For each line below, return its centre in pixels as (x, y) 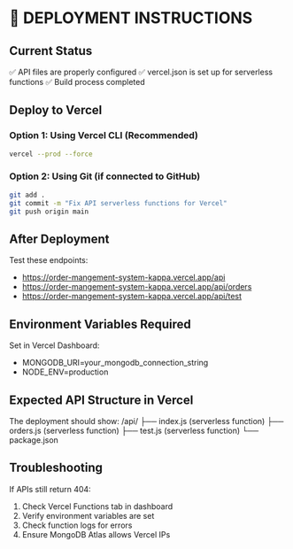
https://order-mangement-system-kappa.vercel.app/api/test (131, 297)
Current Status (51, 51)
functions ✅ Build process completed (77, 82)
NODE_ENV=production (65, 372)
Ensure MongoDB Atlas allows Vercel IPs (96, 534)
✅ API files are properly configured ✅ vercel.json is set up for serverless (141, 72)
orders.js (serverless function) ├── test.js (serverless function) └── (134, 430)
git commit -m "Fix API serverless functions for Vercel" (118, 203)
